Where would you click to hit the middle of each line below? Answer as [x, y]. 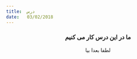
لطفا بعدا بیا [98, 50]
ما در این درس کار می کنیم [98, 37]
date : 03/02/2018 [30, 17]
